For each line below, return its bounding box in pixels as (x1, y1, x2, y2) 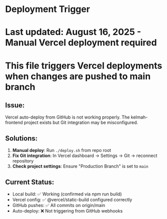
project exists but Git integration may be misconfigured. (24, 119, 139, 125)
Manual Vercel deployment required (5, 37, 157, 48)
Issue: (5, 101, 25, 109)
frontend (5, 119, 23, 125)
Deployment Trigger (5, 3, 90, 15)
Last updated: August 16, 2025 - (5, 26, 141, 38)
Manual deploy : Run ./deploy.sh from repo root (12, 147, 111, 153)
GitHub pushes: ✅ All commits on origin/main (12, 202, 106, 208)
